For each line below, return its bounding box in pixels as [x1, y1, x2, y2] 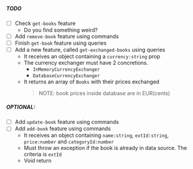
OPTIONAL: [6, 103, 36, 110]
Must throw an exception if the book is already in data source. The [23, 145, 187, 152]
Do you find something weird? [23, 27, 98, 34]
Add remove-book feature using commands [14, 33, 120, 40]
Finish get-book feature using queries [14, 39, 107, 47]
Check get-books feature [14, 20, 76, 27]
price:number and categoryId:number [23, 138, 114, 145]
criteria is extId [23, 151, 62, 158]
